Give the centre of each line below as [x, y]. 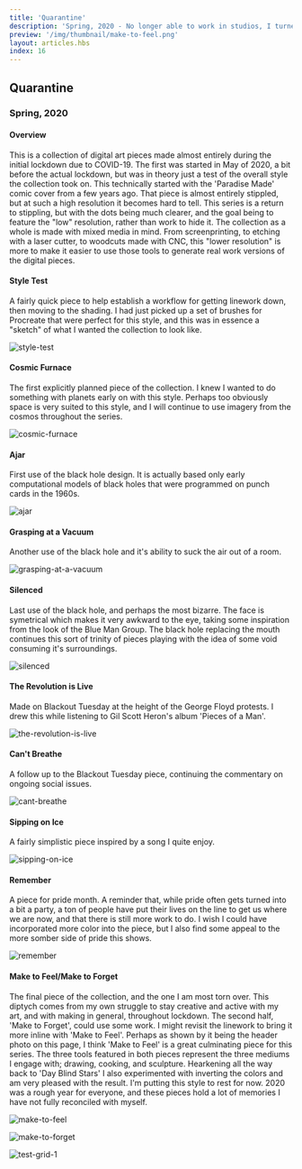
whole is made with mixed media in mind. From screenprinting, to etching [145, 232]
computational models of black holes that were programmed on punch [140, 484]
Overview [28, 135]
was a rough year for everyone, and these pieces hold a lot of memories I [145, 1092]
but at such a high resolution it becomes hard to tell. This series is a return [147, 203]
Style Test [29, 281]
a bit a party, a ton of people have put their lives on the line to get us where [148, 909]
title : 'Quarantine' [48, 18]
